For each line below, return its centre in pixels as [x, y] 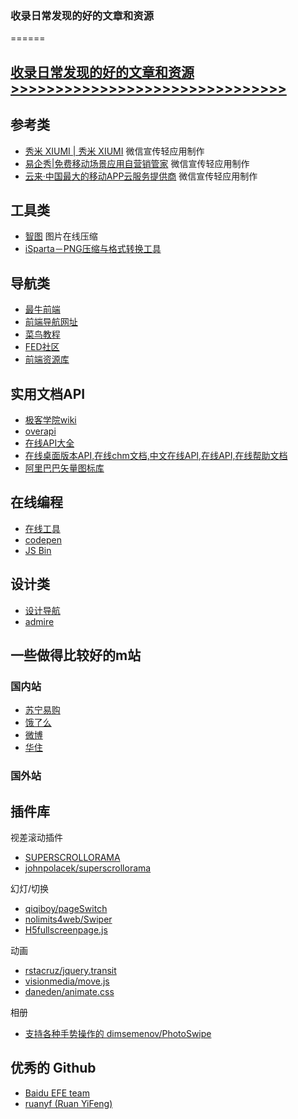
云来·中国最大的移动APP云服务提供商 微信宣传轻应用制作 [141, 176]
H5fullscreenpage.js [66, 929]
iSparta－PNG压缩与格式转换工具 [93, 249]
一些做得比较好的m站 [76, 655]
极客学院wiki [50, 419]
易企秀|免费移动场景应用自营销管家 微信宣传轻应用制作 [137, 163]
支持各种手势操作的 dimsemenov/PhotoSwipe [118, 1033]
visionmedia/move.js [67, 981]
